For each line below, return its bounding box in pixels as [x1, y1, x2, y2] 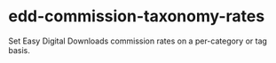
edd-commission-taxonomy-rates [8, 6, 265, 27]
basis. [8, 44, 30, 55]
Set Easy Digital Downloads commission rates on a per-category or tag [8, 35, 268, 46]
